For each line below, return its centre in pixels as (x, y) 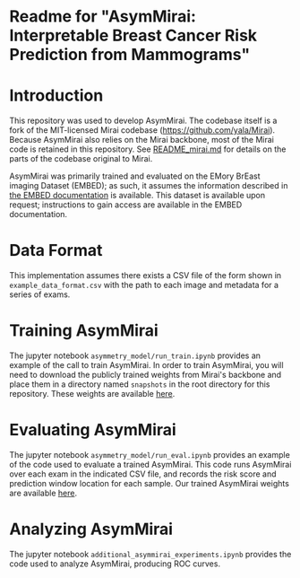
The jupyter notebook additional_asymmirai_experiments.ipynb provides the (150, 554)
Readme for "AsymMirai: (103, 17)
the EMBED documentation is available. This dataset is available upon (137, 196)
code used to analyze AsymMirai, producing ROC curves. (115, 564)
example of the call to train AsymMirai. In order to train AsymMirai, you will (146, 365)
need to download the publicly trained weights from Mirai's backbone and (146, 375)
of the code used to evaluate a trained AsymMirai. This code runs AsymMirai (150, 464)
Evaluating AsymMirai (93, 430)
